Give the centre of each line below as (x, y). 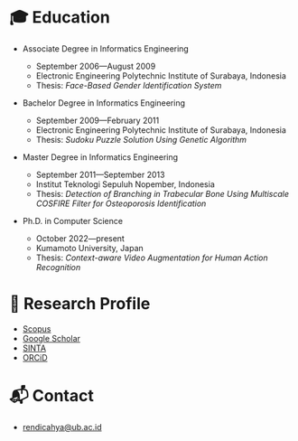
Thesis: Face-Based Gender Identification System (129, 85)
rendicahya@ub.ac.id (62, 427)
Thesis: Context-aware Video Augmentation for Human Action (152, 258)
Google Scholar (51, 338)
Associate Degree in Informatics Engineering (106, 48)
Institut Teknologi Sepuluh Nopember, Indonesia (125, 184)
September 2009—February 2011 (98, 120)
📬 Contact (52, 396)
